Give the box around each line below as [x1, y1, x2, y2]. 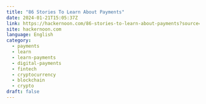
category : [6, 37, 32, 43]
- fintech [12, 65, 37, 72]
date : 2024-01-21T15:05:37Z [6, 15, 78, 21]
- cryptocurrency [12, 72, 56, 78]
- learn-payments [12, 54, 56, 61]
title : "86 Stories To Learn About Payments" [6, 9, 124, 15]
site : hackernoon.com [6, 26, 62, 32]
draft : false [6, 89, 40, 95]
